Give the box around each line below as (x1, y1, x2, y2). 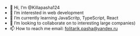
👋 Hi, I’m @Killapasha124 (9, 5, 60, 10)
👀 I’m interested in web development (9, 10, 84, 16)
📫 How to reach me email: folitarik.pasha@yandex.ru (9, 26, 118, 31)
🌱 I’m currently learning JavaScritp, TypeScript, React (9, 15, 119, 20)
